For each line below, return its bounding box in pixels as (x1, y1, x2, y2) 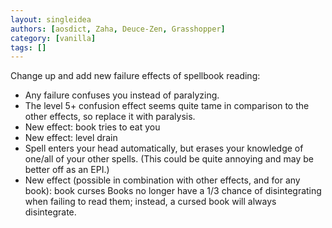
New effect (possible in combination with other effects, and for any (24, 174, 301, 186)
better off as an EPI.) (24, 164, 110, 176)
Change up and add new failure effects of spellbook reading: (10, 70, 261, 82)
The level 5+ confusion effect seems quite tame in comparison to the (24, 100, 310, 112)
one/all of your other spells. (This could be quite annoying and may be (24, 153, 314, 165)
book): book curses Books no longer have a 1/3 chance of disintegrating (24, 185, 322, 197)
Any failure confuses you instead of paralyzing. (24, 89, 220, 101)
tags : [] (10, 42, 47, 53)
